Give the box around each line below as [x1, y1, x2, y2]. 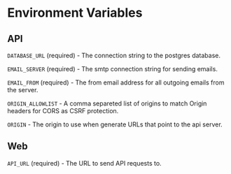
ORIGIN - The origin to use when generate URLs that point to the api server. [7, 120, 223, 129]
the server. [7, 86, 38, 94]
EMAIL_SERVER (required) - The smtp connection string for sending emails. [7, 65, 218, 73]
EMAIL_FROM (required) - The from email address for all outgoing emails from [7, 78, 225, 87]
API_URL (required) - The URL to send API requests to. [7, 159, 162, 167]
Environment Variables [7, 5, 143, 21]
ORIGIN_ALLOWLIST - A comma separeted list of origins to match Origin [7, 99, 207, 108]
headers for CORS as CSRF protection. [7, 107, 119, 115]
